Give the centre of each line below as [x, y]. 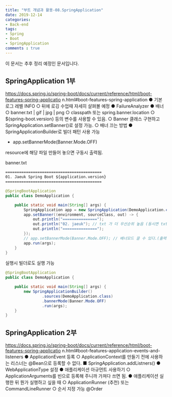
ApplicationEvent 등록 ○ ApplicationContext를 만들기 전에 [90, 357]
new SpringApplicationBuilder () [58, 292]
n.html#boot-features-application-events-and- [111, 351]
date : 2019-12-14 [24, 15]
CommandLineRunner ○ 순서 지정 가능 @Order [54, 389]
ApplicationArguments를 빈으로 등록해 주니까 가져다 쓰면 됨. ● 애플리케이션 [82, 376]
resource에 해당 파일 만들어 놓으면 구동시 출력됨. [54, 153]
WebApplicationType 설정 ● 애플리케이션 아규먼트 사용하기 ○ [68, 370]
